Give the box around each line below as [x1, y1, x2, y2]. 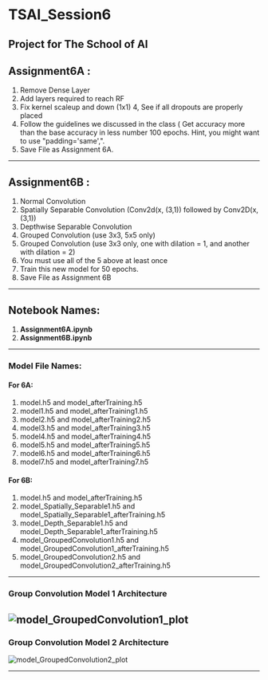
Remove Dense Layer [19, 85, 90, 95]
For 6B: [8, 475, 33, 485]
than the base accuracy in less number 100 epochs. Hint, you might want [19, 128, 260, 137]
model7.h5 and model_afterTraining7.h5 [19, 457, 149, 467]
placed [19, 111, 43, 120]
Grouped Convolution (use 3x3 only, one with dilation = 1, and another [19, 239, 250, 249]
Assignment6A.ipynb [19, 324, 93, 334]
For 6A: [8, 380, 33, 390]
